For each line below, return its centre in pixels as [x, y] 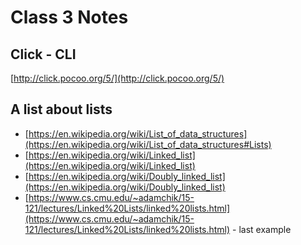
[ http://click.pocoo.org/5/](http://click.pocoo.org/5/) [117, 78]
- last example [262, 229]
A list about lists [61, 109]
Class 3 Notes [69, 17]
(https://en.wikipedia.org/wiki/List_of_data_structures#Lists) [148, 144]
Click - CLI [43, 54]
